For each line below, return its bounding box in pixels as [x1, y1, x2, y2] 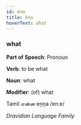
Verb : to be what [6, 65, 48, 72]
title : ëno [6, 14, 34, 20]
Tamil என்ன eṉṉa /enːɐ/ [6, 100, 65, 107]
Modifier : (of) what [6, 88, 54, 96]
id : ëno [6, 8, 26, 15]
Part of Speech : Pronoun [6, 53, 68, 61]
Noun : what [6, 76, 35, 84]
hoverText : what [6, 20, 47, 26]
